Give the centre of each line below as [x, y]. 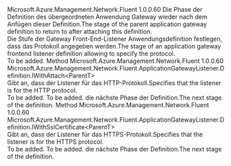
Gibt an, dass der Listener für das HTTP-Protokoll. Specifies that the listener [114, 83]
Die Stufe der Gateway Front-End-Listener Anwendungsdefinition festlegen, [115, 39]
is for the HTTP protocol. [42, 90]
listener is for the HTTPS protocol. [56, 142]
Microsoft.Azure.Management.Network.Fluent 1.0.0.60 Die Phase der [105, 9]
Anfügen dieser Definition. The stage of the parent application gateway [107, 24]
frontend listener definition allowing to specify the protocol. [91, 54]
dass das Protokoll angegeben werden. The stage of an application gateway [114, 46]
